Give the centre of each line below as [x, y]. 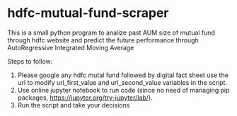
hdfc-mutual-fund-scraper [88, 13]
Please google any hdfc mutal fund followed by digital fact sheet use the [123, 75]
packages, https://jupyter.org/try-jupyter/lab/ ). [85, 98]
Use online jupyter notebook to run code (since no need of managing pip [123, 90]
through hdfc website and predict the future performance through [103, 40]
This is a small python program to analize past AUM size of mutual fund [111, 33]
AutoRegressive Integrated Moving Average [71, 47]
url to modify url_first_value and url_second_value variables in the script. [122, 82]
